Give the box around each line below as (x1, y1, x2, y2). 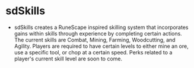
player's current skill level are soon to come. (14, 55, 123, 62)
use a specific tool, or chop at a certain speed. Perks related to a (14, 48, 173, 56)
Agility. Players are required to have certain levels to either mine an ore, (14, 43, 189, 50)
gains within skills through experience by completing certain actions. (14, 30, 182, 37)
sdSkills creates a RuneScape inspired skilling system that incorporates (14, 24, 189, 31)
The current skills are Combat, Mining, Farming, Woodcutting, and (14, 36, 176, 43)
